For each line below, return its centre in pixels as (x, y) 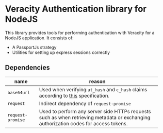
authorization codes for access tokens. (83, 123)
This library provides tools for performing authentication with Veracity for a (80, 33)
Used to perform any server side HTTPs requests (95, 111)
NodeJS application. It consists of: (39, 38)
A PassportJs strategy (34, 47)
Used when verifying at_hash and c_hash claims (93, 89)
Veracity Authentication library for (76, 9)
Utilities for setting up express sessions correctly (61, 52)
